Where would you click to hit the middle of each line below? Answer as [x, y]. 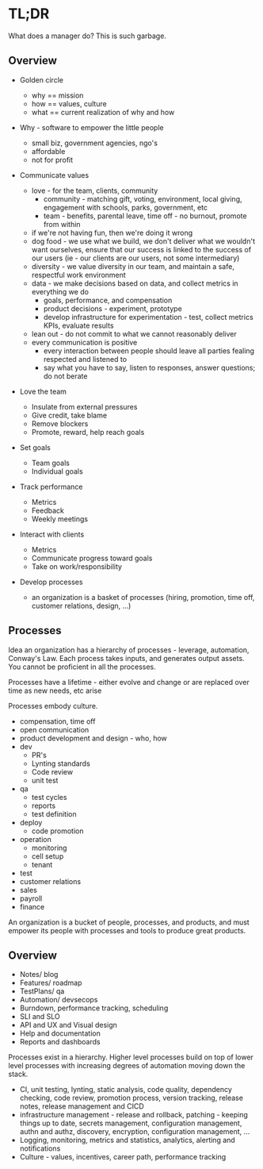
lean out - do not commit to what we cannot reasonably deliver [134, 333]
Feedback [48, 510]
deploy [31, 822]
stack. [18, 1074]
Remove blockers [60, 423]
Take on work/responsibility [77, 566]
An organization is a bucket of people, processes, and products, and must [129, 922]
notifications [40, 1148]
